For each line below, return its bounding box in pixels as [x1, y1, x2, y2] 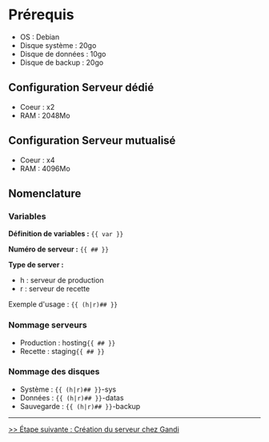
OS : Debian [19, 32, 60, 42]
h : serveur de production [19, 275, 104, 285]
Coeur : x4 [19, 155, 55, 165]
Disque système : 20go [19, 40, 97, 50]
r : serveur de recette [19, 284, 90, 294]
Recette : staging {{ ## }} [19, 346, 106, 356]
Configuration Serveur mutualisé [8, 134, 176, 147]
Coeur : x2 [19, 102, 55, 111]
